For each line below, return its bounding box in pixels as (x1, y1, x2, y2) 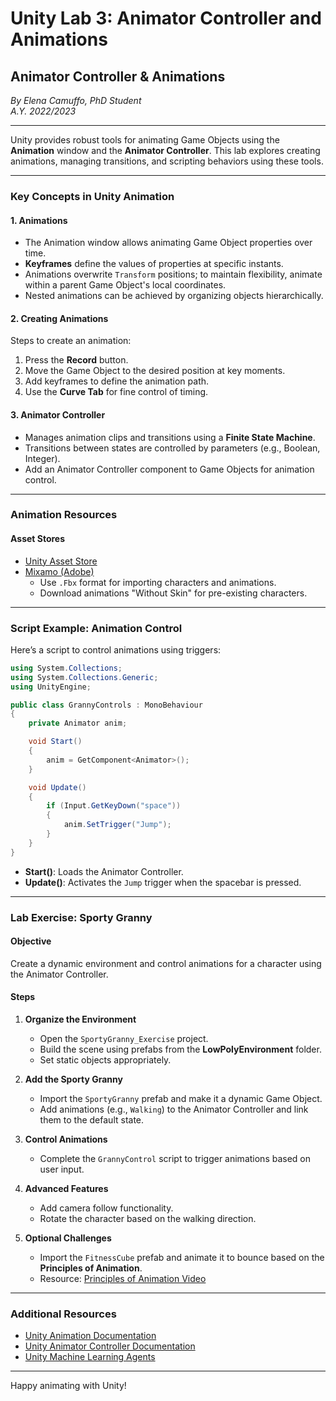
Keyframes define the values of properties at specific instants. (24, 258, 284, 270)
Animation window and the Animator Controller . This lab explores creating (10, 145, 321, 156)
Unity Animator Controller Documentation (24, 1340, 196, 1352)
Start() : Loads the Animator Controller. (24, 865, 184, 877)
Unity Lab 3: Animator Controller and (10, 7, 322, 30)
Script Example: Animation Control (10, 621, 183, 635)
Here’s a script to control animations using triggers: (10, 643, 222, 656)
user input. (39, 1163, 85, 1176)
